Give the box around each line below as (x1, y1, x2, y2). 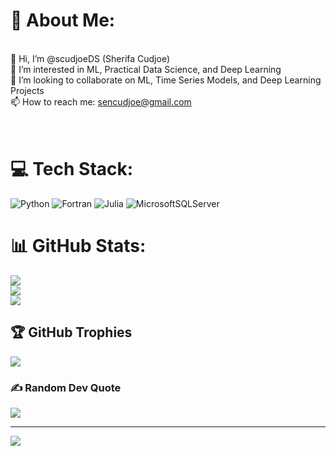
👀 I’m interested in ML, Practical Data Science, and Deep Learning (10, 63, 282, 75)
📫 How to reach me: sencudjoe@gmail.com (10, 95, 192, 108)
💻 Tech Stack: (10, 158, 134, 181)
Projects (10, 84, 45, 96)
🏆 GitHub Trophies (10, 324, 133, 341)
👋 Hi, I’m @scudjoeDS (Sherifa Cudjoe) (10, 52, 171, 64)
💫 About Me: (10, 9, 116, 32)
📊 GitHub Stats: (10, 235, 147, 258)
